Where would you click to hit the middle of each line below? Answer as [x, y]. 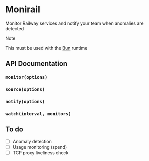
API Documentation [36, 64]
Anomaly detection [32, 141]
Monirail [23, 9]
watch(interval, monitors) [38, 114]
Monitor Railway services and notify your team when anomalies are [74, 23]
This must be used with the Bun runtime [46, 48]
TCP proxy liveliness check [40, 153]
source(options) [25, 90]
